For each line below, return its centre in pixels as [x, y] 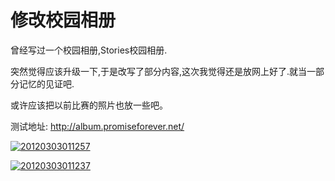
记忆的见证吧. [46, 83]
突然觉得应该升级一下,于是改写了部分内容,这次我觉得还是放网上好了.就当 [159, 71]
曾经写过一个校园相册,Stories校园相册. [89, 50]
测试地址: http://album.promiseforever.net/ [97, 126]
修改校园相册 [63, 20]
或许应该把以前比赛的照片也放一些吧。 [89, 105]
